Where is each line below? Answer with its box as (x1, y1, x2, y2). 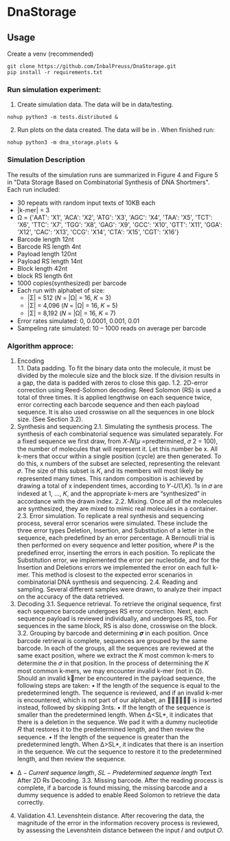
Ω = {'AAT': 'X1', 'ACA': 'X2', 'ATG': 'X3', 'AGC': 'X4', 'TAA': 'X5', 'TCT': (16, 213, 213, 221)
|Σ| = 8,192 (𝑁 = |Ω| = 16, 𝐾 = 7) (27, 309, 116, 317)
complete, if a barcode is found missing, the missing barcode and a (16, 783, 208, 792)
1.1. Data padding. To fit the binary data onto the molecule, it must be (16, 363, 211, 372)
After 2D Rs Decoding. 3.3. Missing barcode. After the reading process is (16, 776, 224, 784)
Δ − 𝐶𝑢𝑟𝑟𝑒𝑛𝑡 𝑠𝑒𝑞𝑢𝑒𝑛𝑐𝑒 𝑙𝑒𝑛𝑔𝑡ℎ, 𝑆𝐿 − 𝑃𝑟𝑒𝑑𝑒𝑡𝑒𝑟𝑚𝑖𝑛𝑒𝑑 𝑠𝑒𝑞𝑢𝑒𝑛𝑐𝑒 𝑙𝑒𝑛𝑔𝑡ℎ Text (16, 768, 212, 776)
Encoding (16, 357, 45, 365)
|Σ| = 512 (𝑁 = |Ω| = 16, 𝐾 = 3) (27, 293, 112, 302)
